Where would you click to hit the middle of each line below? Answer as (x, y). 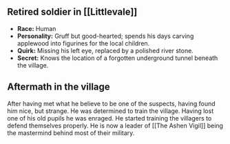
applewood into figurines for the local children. (83, 43)
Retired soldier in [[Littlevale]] (72, 12)
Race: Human (36, 28)
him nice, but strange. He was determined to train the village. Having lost (111, 111)
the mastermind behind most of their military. (71, 133)
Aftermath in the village (59, 87)
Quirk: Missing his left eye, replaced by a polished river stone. (105, 50)
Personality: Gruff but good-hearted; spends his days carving (105, 36)
